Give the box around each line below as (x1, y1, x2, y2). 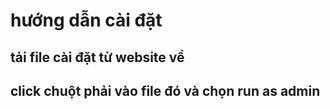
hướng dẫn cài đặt (10, 9, 163, 32)
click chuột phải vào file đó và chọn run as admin (10, 82, 321, 99)
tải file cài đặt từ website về (10, 49, 185, 66)
